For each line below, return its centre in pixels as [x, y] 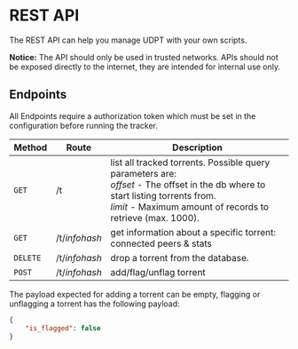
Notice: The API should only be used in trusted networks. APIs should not [144, 57]
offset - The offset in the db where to [188, 185]
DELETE [27, 258]
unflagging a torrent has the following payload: [94, 304]
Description [198, 147]
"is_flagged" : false [63, 328]
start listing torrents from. [163, 195]
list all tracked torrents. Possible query [190, 163]
